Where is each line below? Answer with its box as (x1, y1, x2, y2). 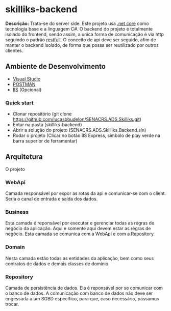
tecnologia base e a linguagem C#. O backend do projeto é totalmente (5, 25, 153, 32)
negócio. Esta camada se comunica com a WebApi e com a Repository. (5, 231, 155, 237)
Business (5, 209, 29, 216)
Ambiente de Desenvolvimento (5, 62, 106, 71)
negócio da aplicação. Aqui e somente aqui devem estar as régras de (5, 225, 151, 232)
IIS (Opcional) (12, 87, 42, 93)
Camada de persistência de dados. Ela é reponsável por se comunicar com (5, 285, 163, 291)
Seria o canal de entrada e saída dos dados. (5, 196, 98, 202)
